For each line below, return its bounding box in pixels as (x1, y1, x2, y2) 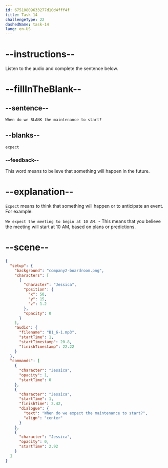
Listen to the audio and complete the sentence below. (5, 65, 119, 72)
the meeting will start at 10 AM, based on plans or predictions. (5, 224, 136, 230)
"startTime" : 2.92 (18, 444, 58, 449)
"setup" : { (10, 263, 33, 269)
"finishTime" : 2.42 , (18, 401, 63, 407)
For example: (5, 208, 33, 215)
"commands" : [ (10, 359, 40, 364)
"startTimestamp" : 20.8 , (18, 339, 72, 344)
